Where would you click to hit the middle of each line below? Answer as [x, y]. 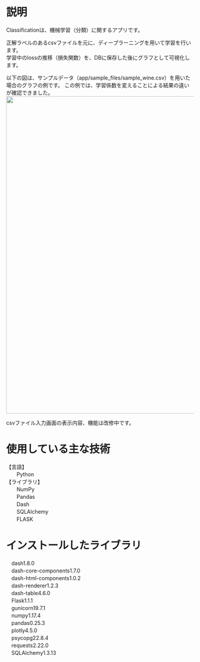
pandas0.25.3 [28, 623]
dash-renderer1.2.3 [35, 586]
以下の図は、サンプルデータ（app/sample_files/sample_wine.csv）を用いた [98, 78]
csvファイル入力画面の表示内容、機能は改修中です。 [70, 422]
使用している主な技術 [58, 449]
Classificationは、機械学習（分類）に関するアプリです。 [75, 30]
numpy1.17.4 [26, 615]
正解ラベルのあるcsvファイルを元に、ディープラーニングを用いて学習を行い [99, 42]
